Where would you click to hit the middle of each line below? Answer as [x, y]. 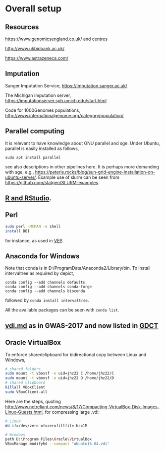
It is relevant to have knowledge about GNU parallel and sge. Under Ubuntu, [82, 143]
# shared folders [23, 369]
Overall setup [33, 9]
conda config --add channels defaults [45, 283]
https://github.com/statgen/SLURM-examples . [52, 182]
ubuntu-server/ [21, 177]
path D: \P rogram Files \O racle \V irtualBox [49, 439]
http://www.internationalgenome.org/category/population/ [64, 115]
